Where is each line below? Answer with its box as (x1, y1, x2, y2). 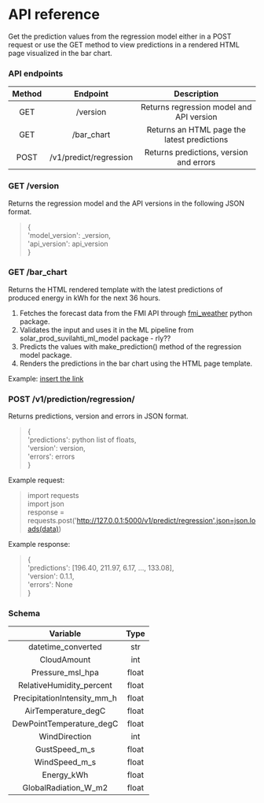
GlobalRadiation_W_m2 (22, 783, 108, 794)
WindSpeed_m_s (34, 757, 97, 768)
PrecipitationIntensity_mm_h (13, 693, 118, 704)
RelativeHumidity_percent (18, 680, 112, 691)
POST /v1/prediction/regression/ (8, 393, 135, 404)
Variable (49, 628, 82, 639)
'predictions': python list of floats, (27, 435, 137, 444)
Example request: (8, 475, 65, 485)
